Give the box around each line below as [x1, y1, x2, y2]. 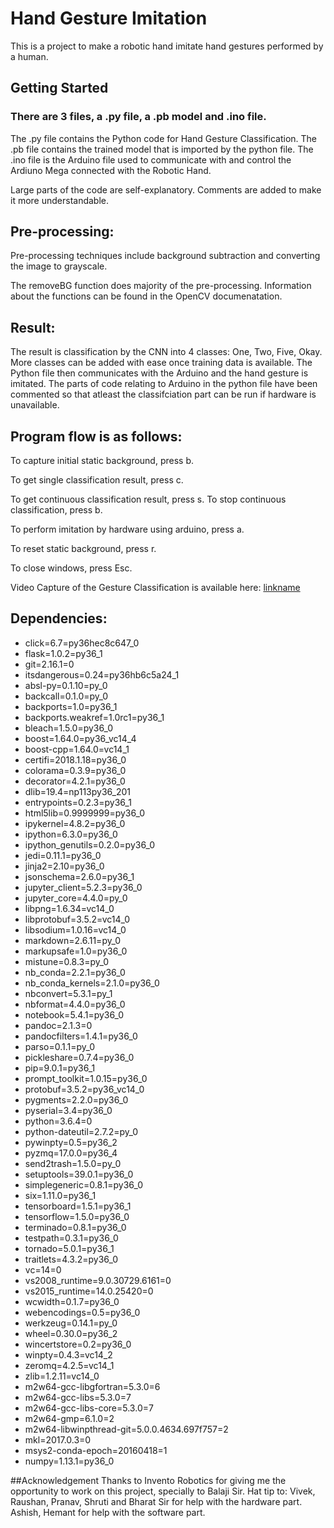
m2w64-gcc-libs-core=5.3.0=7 [24, 1402, 154, 1414]
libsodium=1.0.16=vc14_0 [24, 923, 127, 936]
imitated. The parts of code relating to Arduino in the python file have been [10, 378, 318, 390]
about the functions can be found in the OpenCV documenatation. [10, 290, 283, 302]
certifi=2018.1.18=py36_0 [24, 753, 127, 766]
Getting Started [10, 80, 109, 97]
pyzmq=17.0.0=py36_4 [24, 1147, 118, 1159]
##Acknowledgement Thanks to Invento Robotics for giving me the [10, 1474, 287, 1486]
